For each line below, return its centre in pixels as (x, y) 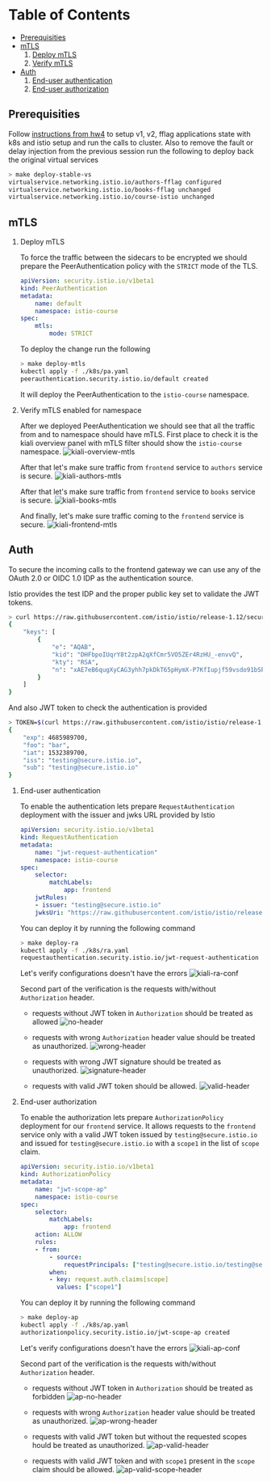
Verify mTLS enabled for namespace (81, 410)
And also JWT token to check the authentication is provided (108, 708)
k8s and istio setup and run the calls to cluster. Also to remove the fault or (131, 142)
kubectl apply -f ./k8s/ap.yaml (74, 1325)
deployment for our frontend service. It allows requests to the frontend (138, 1126)
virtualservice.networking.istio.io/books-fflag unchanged (110, 189)
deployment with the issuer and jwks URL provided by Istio (117, 815)
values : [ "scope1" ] (89, 1287)
